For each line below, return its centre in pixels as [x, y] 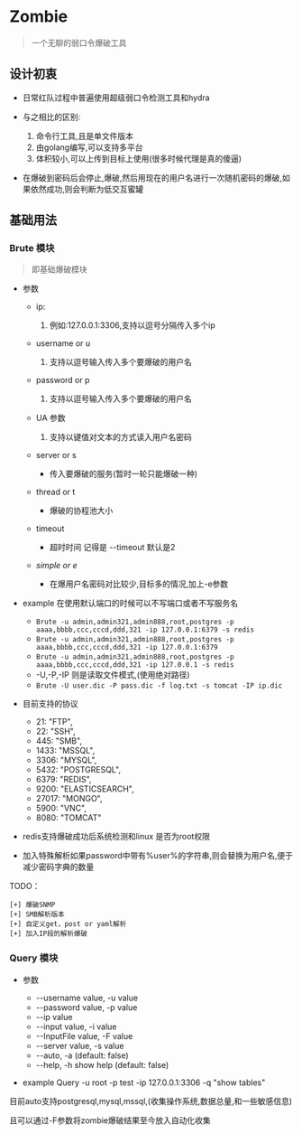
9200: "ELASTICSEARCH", [85, 789]
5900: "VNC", [61, 808]
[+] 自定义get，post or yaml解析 [68, 924]
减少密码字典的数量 [58, 867]
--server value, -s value [80, 1045]
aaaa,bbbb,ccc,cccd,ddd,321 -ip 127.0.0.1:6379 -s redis [145, 630]
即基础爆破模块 [59, 269]
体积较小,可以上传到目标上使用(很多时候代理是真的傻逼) [138, 158]
